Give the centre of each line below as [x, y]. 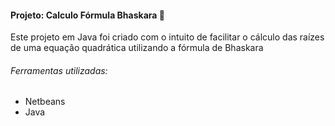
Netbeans [45, 102]
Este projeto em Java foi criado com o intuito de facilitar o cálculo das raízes [167, 37]
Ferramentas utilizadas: [59, 70]
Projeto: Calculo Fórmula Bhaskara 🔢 [87, 15]
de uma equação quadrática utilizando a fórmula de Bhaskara [137, 48]
